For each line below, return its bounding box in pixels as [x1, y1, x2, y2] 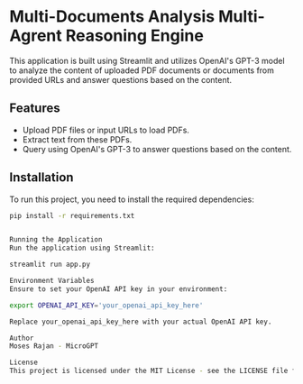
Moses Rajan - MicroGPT [9, 342, 99, 351]
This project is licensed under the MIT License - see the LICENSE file [9, 367, 289, 376]
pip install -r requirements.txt [9, 211, 135, 220]
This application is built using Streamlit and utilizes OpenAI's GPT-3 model [9, 55, 286, 66]
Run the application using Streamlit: [9, 243, 155, 253]
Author [9, 334, 34, 343]
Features [9, 101, 60, 116]
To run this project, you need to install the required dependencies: [9, 194, 254, 205]
